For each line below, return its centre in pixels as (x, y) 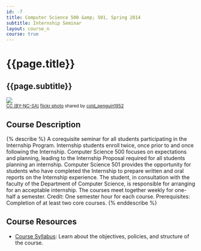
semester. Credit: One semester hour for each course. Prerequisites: (106, 196)
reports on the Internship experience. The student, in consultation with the (98, 177)
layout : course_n (28, 29)
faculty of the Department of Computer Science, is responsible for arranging (101, 184)
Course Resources (41, 222)
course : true (22, 34)
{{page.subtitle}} (39, 86)
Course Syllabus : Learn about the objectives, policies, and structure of (102, 236)
